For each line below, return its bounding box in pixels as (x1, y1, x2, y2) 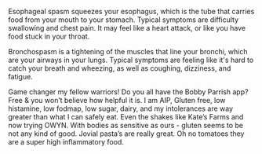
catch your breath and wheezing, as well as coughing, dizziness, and (8, 64, 231, 73)
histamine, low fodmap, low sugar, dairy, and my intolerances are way (8, 104, 234, 113)
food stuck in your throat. (8, 31, 90, 41)
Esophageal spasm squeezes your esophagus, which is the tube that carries (8, 7, 255, 16)
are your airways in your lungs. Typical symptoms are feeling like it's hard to (8, 55, 254, 64)
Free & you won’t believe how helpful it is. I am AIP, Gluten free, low (8, 96, 226, 104)
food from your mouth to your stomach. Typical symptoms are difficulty (8, 15, 239, 24)
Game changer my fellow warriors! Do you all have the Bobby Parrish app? (8, 87, 249, 97)
